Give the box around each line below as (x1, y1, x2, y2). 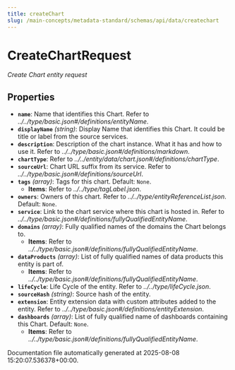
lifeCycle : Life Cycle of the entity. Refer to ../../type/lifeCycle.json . (17, 282, 212, 291)
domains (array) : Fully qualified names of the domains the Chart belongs (17, 222, 227, 231)
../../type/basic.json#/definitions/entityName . (17, 117, 149, 126)
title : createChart (7, 10, 65, 18)
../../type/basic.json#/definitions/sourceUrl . (17, 170, 143, 179)
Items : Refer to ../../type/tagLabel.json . (28, 185, 142, 193)
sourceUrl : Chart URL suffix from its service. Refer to (17, 162, 171, 171)
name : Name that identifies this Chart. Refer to (17, 110, 150, 119)
